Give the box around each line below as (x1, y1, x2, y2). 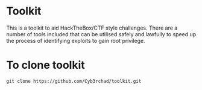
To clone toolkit (6, 59, 86, 72)
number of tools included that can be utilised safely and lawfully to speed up (6, 30, 197, 37)
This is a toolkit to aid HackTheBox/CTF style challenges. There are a (6, 24, 178, 31)
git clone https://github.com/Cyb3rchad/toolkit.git (6, 78, 142, 84)
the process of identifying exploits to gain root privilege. (6, 37, 146, 44)
